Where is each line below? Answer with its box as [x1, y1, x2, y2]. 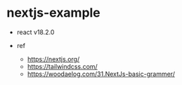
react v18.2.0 [16, 28, 55, 36]
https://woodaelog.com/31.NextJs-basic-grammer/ [27, 70, 175, 78]
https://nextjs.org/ [27, 54, 80, 63]
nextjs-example [6, 5, 101, 21]
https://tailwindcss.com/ [27, 62, 98, 70]
